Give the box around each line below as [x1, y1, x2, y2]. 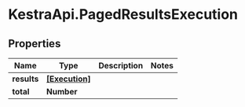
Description [97, 61, 144, 71]
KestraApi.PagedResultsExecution [8, 6, 238, 24]
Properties [8, 37, 61, 50]
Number [46, 87, 78, 97]
